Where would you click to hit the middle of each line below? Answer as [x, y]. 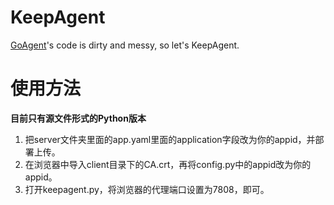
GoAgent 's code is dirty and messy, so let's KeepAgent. [125, 45]
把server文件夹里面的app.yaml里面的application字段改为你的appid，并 [170, 139]
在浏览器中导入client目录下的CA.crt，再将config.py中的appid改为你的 [168, 164]
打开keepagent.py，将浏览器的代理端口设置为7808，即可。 [147, 189]
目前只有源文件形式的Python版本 [78, 118]
